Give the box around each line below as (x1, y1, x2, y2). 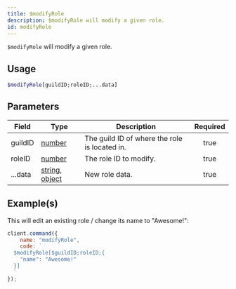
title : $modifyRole (7, 10, 65, 18)
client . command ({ (7, 229, 58, 237)
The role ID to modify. (84, 154, 156, 163)
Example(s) (7, 198, 58, 210)
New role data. (84, 169, 133, 179)
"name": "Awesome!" (20, 256, 77, 263)
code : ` (20, 243, 42, 250)
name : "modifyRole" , (20, 236, 80, 243)
